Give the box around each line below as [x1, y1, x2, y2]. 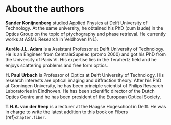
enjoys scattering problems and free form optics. [5, 62, 108, 68]
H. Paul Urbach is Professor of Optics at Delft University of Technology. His [5, 72, 164, 78]
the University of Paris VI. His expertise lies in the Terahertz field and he [5, 56, 157, 63]
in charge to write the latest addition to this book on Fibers [5, 109, 128, 115]
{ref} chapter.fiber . [5, 114, 46, 120]
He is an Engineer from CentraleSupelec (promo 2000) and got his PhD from [5, 51, 166, 57]
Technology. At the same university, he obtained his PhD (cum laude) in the [5, 25, 163, 31]
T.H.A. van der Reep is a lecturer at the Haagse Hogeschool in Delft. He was [5, 103, 166, 109]
